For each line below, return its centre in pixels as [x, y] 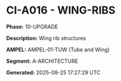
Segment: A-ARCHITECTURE [42, 61]
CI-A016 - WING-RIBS [61, 10]
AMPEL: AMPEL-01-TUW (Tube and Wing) [58, 49]
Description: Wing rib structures [46, 38]
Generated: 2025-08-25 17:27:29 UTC [53, 72]
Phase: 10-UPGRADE [32, 27]
